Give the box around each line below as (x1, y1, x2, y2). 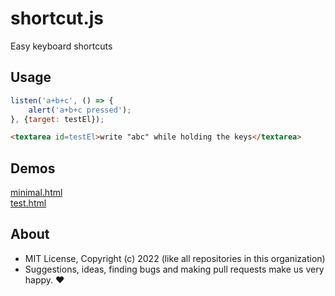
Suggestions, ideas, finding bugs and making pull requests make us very (24, 263, 325, 275)
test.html (10, 197, 47, 209)
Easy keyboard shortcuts (10, 40, 113, 52)
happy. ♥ (24, 273, 65, 286)
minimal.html (10, 187, 63, 199)
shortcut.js (10, 7, 104, 30)
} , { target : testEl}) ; (10, 114, 105, 124)
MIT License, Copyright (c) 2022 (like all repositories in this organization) (24, 252, 326, 264)
